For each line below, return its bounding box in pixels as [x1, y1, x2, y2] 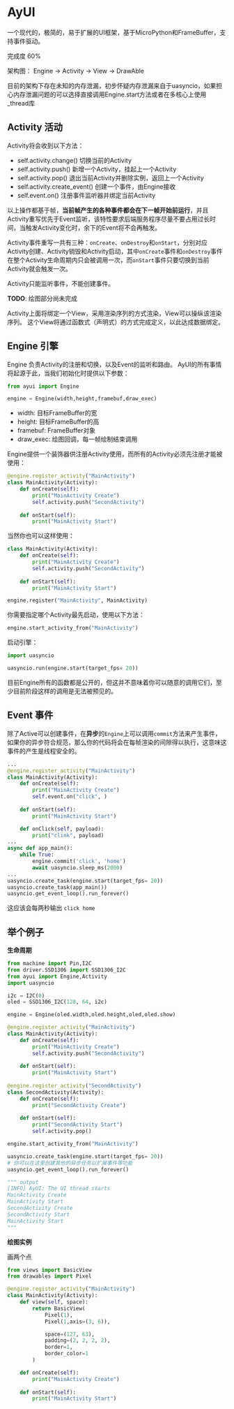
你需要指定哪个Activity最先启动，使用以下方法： [7, 611, 145, 619]
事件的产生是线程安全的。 [7, 746, 81, 755]
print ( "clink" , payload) [32, 832, 104, 839]
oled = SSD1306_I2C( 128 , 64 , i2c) [7, 999, 108, 1006]
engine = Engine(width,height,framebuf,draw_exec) [7, 396, 157, 403]
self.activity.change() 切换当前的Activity [17, 156, 132, 164]
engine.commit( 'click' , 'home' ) [32, 858, 127, 865]
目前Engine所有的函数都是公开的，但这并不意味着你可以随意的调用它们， [7, 678, 217, 686]
